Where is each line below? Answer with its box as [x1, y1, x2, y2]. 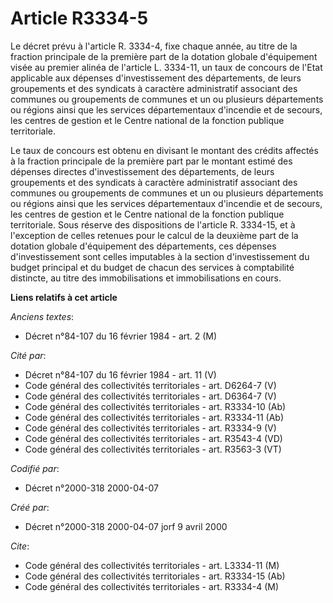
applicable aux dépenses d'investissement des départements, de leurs [10, 72, 302, 84]
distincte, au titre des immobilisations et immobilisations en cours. [10, 272, 282, 284]
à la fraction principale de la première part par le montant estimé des [10, 155, 293, 167]
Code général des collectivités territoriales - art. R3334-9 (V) [24, 422, 277, 434]
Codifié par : [10, 462, 60, 474]
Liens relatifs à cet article [10, 291, 118, 303]
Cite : [10, 540, 30, 552]
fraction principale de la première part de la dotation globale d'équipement [10, 50, 318, 62]
